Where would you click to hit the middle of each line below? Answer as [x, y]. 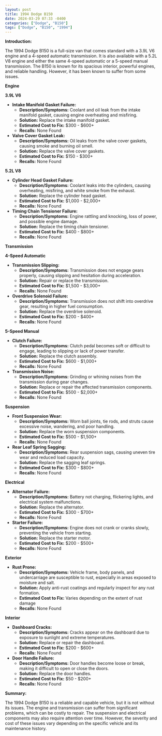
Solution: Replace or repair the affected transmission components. [86, 387]
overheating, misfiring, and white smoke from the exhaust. [77, 191]
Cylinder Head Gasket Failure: [43, 180]
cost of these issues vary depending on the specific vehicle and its [72, 723]
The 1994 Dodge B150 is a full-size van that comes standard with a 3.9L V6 [80, 51]
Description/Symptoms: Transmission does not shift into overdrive [86, 301]
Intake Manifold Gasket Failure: [44, 105]
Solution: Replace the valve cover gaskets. [62, 151]
